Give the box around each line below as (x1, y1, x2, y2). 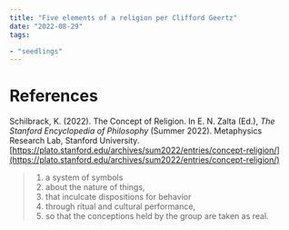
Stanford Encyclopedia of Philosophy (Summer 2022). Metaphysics (9, 125, 263, 136)
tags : (9, 30, 30, 39)
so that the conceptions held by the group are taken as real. (45, 211, 270, 222)
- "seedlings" (9, 46, 64, 55)
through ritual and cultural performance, (45, 201, 196, 212)
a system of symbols (45, 172, 124, 183)
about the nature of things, (45, 182, 145, 193)
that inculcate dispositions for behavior (45, 192, 192, 203)
